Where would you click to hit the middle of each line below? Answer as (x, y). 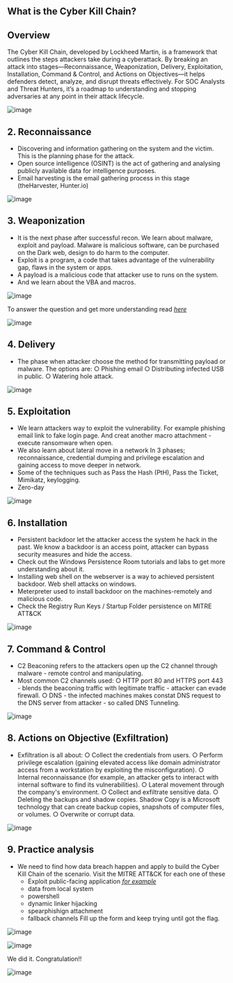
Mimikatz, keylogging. (49, 480)
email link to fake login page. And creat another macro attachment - (114, 435)
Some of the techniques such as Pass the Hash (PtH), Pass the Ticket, (118, 472)
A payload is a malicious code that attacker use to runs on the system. (118, 274)
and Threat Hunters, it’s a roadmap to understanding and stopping (102, 89)
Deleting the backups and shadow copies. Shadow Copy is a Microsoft (119, 799)
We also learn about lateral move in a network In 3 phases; (101, 450)
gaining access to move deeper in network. (79, 465)
